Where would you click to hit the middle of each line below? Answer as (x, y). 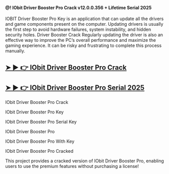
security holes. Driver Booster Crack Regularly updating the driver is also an (84, 35)
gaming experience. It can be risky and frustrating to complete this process (83, 45)
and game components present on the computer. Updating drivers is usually (84, 24)
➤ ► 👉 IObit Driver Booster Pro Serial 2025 (75, 88)
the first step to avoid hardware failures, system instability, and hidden (78, 30)
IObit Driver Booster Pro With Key (40, 141)
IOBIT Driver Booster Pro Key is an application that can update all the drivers (84, 19)
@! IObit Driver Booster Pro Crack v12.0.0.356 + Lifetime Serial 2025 (78, 8)
